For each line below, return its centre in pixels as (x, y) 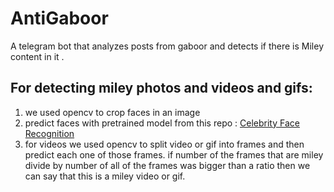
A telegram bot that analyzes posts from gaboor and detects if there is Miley (167, 46)
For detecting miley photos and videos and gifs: (161, 88)
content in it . (37, 56)
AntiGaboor (59, 18)
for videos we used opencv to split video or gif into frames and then (164, 144)
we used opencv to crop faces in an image (112, 112)
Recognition (49, 133)
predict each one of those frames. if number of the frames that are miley (174, 154)
